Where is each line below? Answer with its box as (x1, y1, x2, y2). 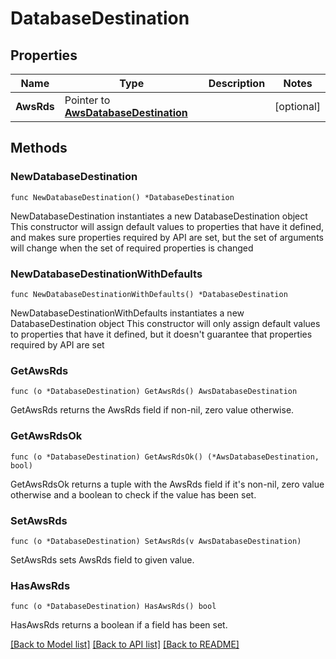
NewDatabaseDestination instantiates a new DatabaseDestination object (10, 210, 308, 222)
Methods (10, 140, 68, 157)
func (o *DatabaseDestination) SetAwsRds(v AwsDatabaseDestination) (10, 536, 302, 546)
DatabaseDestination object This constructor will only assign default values (10, 317, 321, 329)
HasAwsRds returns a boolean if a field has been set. (10, 619, 228, 631)
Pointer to (64, 93, 111, 107)
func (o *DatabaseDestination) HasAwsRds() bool (10, 602, 217, 612)
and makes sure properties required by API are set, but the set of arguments (10, 231, 324, 243)
